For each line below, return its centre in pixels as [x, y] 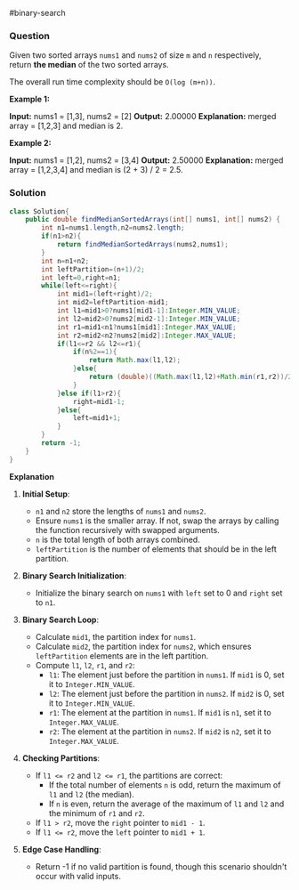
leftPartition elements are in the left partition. [122, 655]
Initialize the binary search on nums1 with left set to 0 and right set [159, 593]
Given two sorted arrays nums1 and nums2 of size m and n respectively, [135, 55]
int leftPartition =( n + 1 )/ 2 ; [93, 269]
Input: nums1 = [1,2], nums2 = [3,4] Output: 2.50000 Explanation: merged [146, 160]
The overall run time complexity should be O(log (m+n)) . [113, 82]
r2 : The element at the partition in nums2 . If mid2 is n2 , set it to [160, 731]
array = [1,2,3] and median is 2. [66, 126]
